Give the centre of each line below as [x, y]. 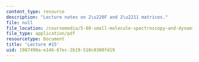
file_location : [25, 28]
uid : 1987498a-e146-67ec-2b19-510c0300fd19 [61, 50]
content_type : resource [36, 12]
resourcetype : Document [36, 39]
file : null [20, 22]
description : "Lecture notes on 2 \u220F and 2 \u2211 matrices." [87, 17]
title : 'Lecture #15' [33, 45]
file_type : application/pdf [41, 34]
